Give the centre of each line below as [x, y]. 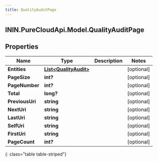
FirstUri [17, 134]
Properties [22, 47]
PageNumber [24, 85]
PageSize [19, 77]
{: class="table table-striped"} [36, 154]
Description [108, 61]
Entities [17, 69]
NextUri [17, 109]
